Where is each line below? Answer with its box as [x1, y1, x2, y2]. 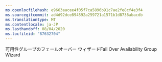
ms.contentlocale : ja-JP [5, 22, 58, 27]
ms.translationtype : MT [5, 17, 56, 22]
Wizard [5, 52, 20, 58]
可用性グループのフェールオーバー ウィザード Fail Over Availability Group [5, 46, 157, 52]
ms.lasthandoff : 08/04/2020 [5, 27, 65, 32]
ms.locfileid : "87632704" [5, 31, 60, 36]
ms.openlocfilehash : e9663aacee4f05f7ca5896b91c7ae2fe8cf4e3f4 [5, 7, 143, 13]
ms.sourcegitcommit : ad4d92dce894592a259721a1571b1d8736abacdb [5, 12, 143, 17]
